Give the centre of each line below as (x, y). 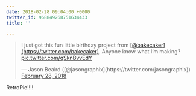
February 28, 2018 (44, 76)
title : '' (19, 23)
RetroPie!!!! (20, 88)
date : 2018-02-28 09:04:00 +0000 (48, 12)
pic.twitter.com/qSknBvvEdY (56, 58)
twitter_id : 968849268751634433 (47, 17)
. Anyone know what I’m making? (140, 52)
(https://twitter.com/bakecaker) (60, 52)
